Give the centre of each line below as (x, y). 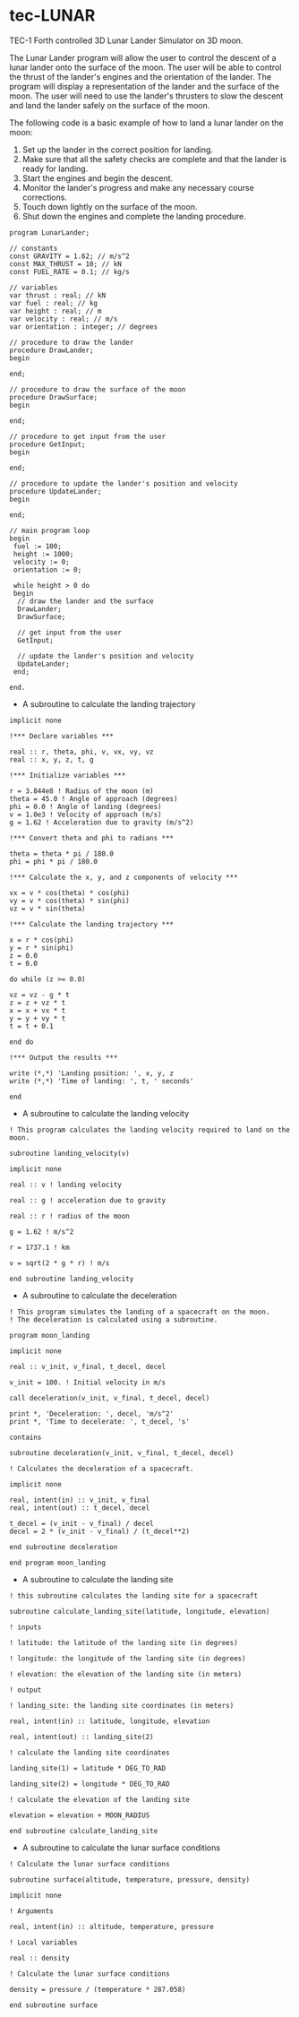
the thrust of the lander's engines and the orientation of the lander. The (140, 76)
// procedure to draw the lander (72, 342)
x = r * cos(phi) (42, 940)
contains (26, 1437)
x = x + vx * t (38, 1010)
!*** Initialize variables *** (68, 775)
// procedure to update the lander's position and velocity (124, 483)
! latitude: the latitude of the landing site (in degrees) (124, 1642)
